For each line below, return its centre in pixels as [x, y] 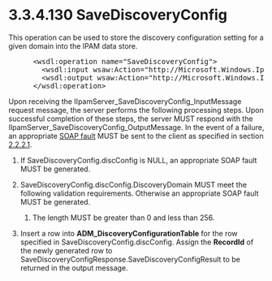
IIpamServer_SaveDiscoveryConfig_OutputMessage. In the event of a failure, [136, 127]
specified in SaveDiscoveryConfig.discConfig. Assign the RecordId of [137, 242]
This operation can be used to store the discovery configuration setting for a [136, 37]
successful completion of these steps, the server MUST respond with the [131, 119]
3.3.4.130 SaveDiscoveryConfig [118, 15]
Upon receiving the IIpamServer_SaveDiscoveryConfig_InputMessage [125, 101]
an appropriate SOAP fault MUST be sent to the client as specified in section [136, 136]
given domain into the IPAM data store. [73, 45]
